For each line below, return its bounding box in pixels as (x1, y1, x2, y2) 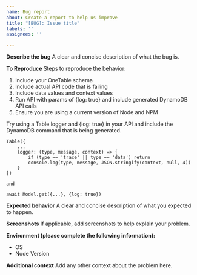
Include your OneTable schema (15, 77, 93, 84)
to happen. (6, 209, 33, 216)
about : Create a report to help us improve (6, 15, 118, 21)
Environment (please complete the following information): (6, 232, 156, 239)
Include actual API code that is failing (15, 83, 108, 91)
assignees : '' (6, 31, 42, 37)
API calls (15, 102, 38, 109)
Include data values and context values (15, 89, 113, 97)
